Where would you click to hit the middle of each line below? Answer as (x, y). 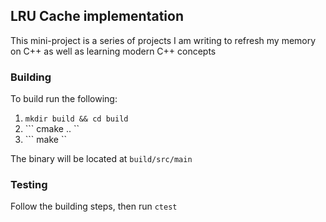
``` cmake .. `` (52, 129)
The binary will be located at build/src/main (101, 159)
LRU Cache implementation (97, 16)
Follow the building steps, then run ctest (94, 206)
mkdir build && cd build (76, 119)
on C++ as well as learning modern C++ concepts (113, 51)
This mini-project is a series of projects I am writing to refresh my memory (163, 40)
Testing (29, 185)
